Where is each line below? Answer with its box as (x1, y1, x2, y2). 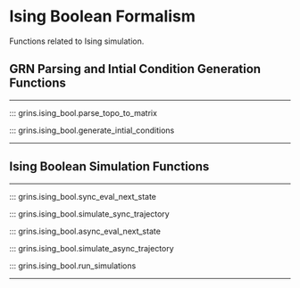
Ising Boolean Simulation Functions (9, 159, 210, 175)
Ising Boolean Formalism (9, 6, 196, 27)
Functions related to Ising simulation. (9, 36, 145, 46)
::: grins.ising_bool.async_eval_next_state (9, 226, 161, 236)
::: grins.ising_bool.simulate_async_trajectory (9, 243, 174, 253)
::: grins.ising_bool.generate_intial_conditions (9, 125, 175, 136)
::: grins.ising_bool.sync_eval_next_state (9, 191, 156, 202)
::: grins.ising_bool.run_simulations (9, 260, 137, 271)
